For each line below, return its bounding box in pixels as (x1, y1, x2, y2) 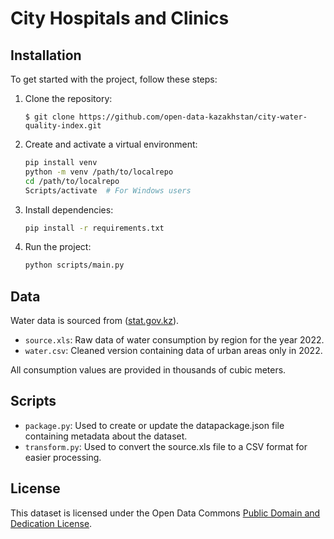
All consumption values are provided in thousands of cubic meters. (10, 364, 287, 376)
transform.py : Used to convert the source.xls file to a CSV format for (24, 440, 308, 452)
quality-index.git (24, 121, 102, 131)
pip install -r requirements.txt (24, 223, 165, 233)
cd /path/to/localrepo (24, 176, 120, 186)
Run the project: (24, 241, 92, 253)
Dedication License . (10, 517, 93, 529)
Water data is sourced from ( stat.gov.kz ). (10, 315, 180, 327)
